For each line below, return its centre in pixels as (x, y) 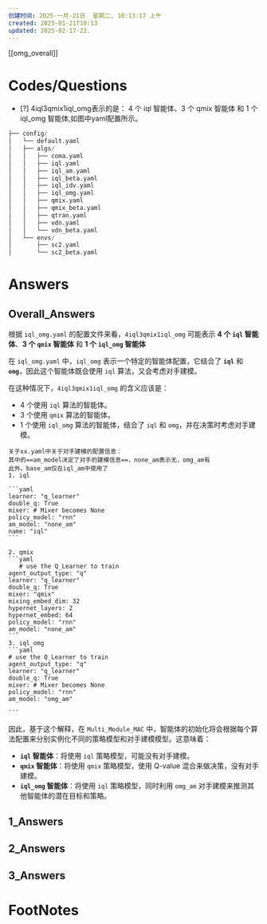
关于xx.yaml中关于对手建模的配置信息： (65, 452)
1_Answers (36, 821)
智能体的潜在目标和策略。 (69, 796)
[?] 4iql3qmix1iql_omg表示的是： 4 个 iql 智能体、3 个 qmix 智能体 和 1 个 (139, 109)
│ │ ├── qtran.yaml (48, 215)
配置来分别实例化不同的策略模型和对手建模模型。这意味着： (113, 739)
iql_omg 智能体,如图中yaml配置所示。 (81, 119)
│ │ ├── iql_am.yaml (49, 171)
